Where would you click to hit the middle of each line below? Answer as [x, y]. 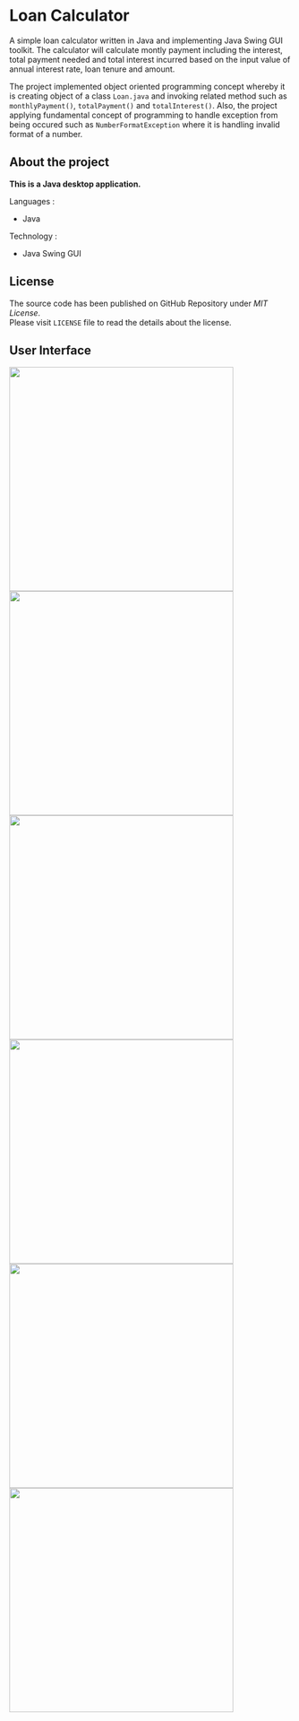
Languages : [32, 201]
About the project [60, 162]
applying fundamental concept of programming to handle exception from [144, 115]
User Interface [51, 350]
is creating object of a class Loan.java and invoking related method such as [149, 96]
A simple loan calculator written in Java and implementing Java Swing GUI [146, 40]
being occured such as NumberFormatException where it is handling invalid [145, 124]
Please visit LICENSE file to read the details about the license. [120, 322]
